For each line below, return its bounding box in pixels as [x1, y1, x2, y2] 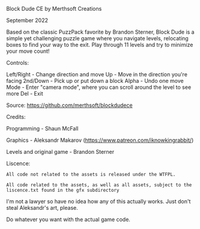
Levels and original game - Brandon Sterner [6, 148, 115, 155]
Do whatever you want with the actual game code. [6, 216, 131, 223]
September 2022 [6, 17, 48, 23]
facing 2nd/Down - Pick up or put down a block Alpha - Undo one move [6, 78, 184, 84]
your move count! [6, 47, 50, 55]
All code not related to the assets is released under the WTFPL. [6, 171, 176, 177]
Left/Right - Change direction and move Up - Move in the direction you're [6, 71, 188, 78]
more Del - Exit [6, 90, 43, 97]
